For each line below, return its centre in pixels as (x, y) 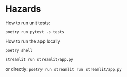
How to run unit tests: (28, 23)
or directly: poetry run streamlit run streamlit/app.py (64, 69)
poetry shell (19, 50)
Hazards (23, 9)
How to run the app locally (33, 41)
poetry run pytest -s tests (35, 32)
